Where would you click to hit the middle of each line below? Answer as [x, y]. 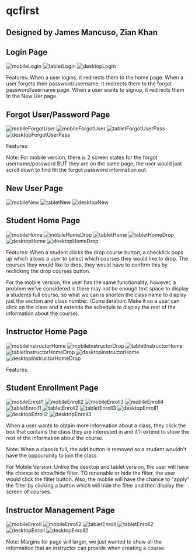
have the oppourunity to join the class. [52, 456]
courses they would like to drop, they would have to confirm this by [87, 265]
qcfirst [23, 11]
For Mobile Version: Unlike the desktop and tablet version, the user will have [97, 467]
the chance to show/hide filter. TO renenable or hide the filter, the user [91, 473]
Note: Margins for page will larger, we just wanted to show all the [84, 542]
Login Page [27, 52]
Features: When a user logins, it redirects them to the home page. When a [95, 78]
